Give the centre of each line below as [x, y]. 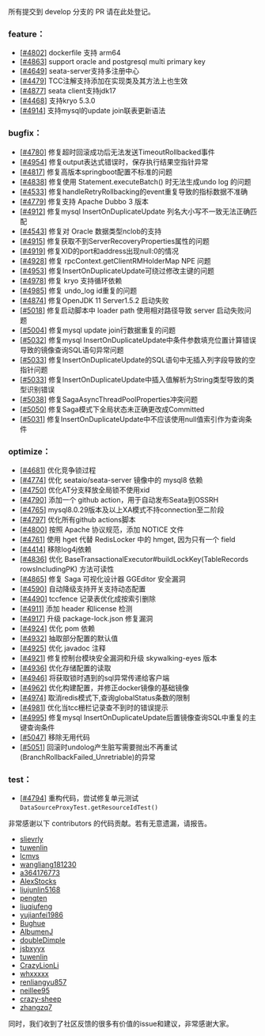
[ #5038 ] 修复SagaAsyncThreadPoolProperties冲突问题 [108, 399]
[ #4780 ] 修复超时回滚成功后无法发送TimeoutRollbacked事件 [117, 152]
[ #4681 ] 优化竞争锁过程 [58, 470]
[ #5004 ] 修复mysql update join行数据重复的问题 [98, 330]
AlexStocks [38, 882]
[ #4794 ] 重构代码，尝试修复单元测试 [79, 799]
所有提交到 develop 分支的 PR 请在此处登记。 [82, 11]
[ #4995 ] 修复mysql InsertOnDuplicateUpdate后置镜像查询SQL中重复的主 [138, 717]
